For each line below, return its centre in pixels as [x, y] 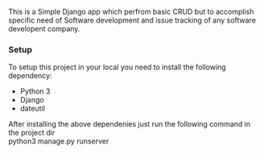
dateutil [33, 109]
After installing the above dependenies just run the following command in [130, 124]
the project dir [32, 133]
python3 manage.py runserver [59, 141]
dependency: [30, 76]
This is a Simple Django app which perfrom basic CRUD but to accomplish [131, 12]
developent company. [44, 29]
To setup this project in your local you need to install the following [118, 67]
